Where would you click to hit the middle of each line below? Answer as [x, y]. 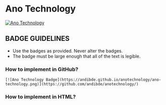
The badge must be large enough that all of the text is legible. [76, 56]
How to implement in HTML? [41, 96]
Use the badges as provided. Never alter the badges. [68, 50]
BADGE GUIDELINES [37, 39]
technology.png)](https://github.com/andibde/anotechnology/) [72, 84]
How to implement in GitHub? [42, 69]
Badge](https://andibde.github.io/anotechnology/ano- [103, 80]
